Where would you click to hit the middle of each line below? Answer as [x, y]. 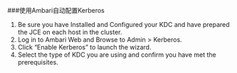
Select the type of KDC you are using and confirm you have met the [117, 55]
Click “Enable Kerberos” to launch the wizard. [84, 47]
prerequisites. [38, 62]
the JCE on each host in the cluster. [70, 32]
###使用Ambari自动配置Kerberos [56, 10]
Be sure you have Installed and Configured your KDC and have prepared [123, 24]
